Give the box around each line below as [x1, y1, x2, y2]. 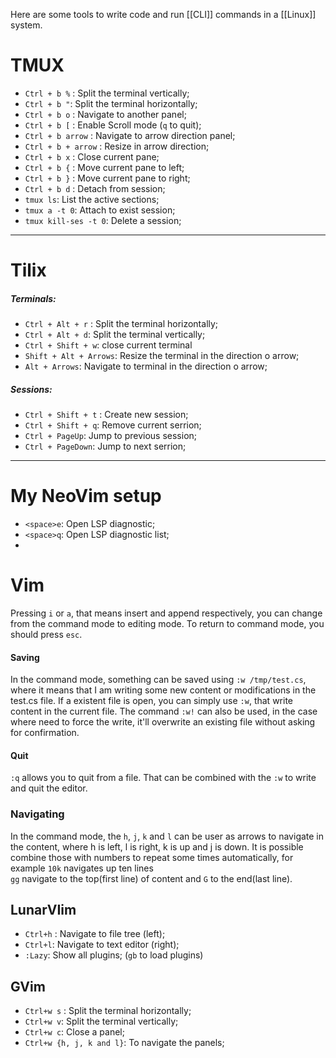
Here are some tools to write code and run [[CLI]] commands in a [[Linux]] [10, 9, 317, 20]
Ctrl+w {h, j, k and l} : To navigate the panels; [24, 1037, 225, 1049]
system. [10, 19, 43, 31]
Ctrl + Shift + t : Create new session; [24, 409, 189, 421]
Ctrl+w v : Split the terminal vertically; [24, 1015, 179, 1028]
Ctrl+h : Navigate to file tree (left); [24, 928, 166, 940]
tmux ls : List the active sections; [24, 193, 160, 205]
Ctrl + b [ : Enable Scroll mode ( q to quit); [24, 119, 202, 131]
